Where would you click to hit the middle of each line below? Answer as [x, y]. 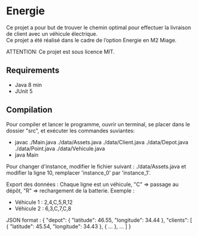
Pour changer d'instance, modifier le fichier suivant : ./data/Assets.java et [96, 166]
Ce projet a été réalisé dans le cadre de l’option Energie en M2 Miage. [92, 40]
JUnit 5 [23, 91]
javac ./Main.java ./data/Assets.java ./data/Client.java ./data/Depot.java [101, 142]
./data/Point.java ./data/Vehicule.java [60, 148]
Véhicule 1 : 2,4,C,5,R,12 [44, 202]
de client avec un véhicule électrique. [52, 33]
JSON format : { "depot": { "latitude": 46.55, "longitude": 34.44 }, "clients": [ [99, 220]
